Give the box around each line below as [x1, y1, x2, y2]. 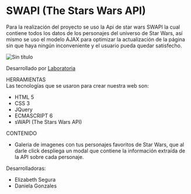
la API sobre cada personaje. [14, 153, 84, 160]
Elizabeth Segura [14, 176, 56, 183]
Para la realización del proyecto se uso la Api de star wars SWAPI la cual [6, 23, 180, 30]
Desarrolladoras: [6, 165, 46, 172]
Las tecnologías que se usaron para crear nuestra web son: [6, 82, 149, 89]
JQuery [14, 106, 33, 113]
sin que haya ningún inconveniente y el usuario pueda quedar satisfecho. [6, 42, 182, 49]
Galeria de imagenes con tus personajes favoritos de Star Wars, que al [14, 141, 185, 148]
